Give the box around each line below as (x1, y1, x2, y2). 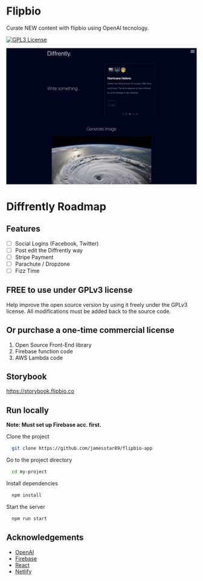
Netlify (14, 568, 32, 575)
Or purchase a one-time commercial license (6, 325, 175, 335)
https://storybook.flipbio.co (6, 387, 74, 395)
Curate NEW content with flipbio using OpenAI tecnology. (6, 24, 149, 31)
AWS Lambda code (14, 354, 63, 361)
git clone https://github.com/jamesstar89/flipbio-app (11, 445, 153, 451)
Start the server (6, 503, 45, 510)
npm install (11, 492, 42, 499)
